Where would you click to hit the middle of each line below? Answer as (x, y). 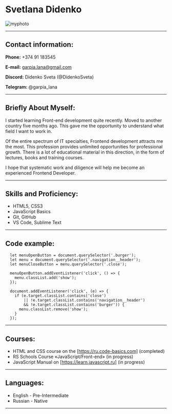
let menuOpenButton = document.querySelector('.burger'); (73, 255)
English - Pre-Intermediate (41, 395)
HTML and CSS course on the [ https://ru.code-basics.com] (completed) (89, 351)
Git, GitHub (24, 217)
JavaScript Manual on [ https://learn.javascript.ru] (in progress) (79, 362)
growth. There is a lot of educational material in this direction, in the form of (85, 152)
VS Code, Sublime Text (37, 222)
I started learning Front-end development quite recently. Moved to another (84, 120)
